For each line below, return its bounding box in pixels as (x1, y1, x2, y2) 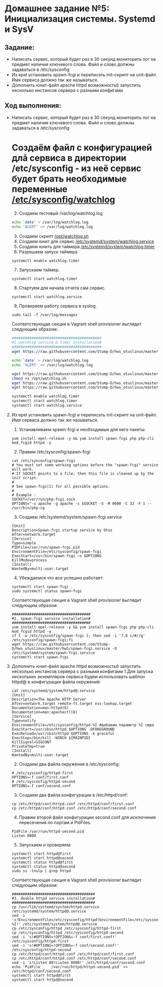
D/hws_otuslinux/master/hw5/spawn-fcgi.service (11, 646, 110, 651)
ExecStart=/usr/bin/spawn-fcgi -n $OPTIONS (11, 553, 102, 558)
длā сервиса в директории (11, 153, 126, 163)
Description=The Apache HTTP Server (11, 697, 86, 702)
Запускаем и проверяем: (19, 842, 72, 848)
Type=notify (11, 718, 36, 723)
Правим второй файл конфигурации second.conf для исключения (19, 814, 156, 820)
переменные (11, 184, 68, 195)
